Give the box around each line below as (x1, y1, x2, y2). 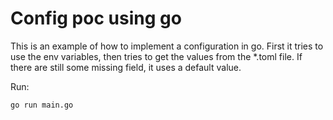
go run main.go (10, 100, 74, 110)
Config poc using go (10, 7, 182, 30)
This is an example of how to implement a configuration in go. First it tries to (10, 40, 324, 52)
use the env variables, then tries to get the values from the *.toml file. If (10, 50, 303, 62)
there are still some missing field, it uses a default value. (10, 61, 242, 73)
